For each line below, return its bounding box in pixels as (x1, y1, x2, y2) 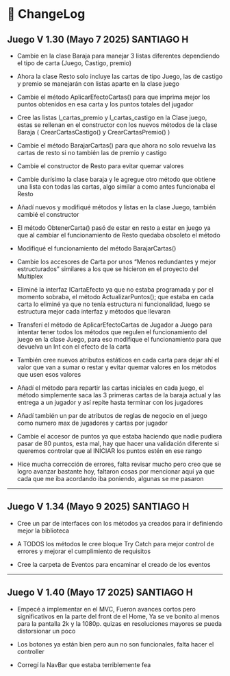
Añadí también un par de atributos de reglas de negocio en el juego (16, 412, 207, 419)
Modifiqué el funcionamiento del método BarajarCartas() (16, 244, 177, 253)
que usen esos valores (16, 371, 81, 378)
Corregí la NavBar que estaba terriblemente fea (16, 660, 151, 668)
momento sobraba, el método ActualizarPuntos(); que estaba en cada (16, 293, 214, 301)
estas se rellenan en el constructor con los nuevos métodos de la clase (16, 121, 218, 129)
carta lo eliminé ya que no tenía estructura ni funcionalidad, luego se (16, 300, 211, 308)
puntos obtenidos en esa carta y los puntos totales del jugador (16, 100, 194, 108)
